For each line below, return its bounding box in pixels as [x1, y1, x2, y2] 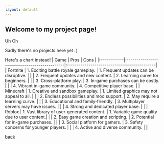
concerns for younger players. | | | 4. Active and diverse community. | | [5, 124, 148, 130]
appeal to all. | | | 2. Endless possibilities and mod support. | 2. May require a [5, 93, 160, 99]
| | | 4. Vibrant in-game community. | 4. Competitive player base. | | [5, 83, 141, 89]
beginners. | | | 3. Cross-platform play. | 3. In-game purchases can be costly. [5, 78, 160, 83]
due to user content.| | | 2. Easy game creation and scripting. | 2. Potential [5, 114, 154, 120]
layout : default [5, 7, 38, 12]
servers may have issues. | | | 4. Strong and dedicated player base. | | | [5, 103, 148, 110]
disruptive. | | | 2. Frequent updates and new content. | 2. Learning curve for [5, 73, 159, 79]
